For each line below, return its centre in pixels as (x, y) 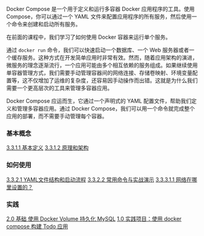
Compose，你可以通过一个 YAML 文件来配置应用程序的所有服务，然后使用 (99, 16)
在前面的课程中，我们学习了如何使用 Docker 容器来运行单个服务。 (89, 37)
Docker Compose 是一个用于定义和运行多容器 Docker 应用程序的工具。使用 (100, 9)
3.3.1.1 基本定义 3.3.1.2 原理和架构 (48, 148)
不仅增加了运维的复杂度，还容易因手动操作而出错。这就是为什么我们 (112, 80)
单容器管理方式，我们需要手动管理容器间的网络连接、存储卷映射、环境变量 (99, 73)
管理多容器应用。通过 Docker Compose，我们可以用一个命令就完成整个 (106, 109)
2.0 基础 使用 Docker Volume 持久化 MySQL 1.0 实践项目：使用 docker (94, 218)
